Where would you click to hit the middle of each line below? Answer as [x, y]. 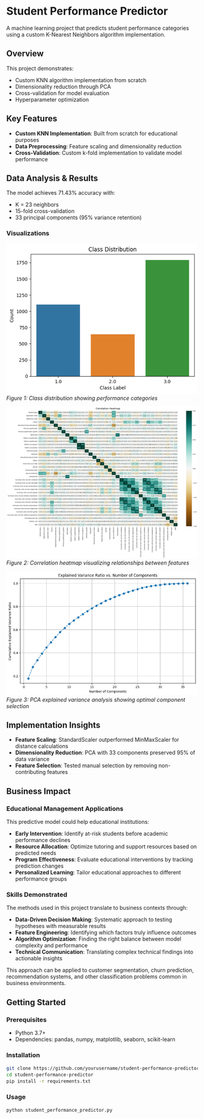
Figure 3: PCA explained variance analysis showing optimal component [96, 699]
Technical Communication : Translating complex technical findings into [104, 952]
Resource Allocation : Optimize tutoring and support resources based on [106, 846]
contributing [30, 772]
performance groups [41, 879]
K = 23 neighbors [37, 204]
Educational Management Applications [65, 809]
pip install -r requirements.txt [49, 1081]
